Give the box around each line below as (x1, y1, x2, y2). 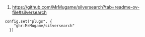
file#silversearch (12, 9, 47, 15)
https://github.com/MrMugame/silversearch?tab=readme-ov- (12, 4, 139, 10)
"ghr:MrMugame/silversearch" (14, 23, 75, 28)
